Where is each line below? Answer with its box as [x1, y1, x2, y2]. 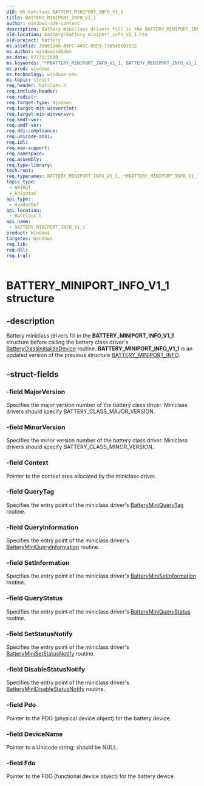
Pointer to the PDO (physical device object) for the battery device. [6, 714, 172, 722]
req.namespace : [6, 150, 45, 157]
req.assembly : [6, 156, 42, 162]
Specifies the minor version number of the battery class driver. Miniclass [6, 437, 188, 444]
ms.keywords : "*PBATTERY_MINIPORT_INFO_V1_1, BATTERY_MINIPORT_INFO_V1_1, [6, 60, 200, 66]
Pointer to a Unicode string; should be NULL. [6, 743, 118, 751]
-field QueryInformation [6, 523, 79, 531]
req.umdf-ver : [6, 122, 42, 129]
